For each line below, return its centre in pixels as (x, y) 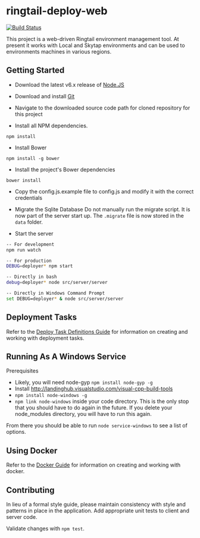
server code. (22, 517)
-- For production (29, 261)
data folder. (29, 222)
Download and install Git (45, 96)
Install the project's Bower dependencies (65, 169)
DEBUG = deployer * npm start (40, 266)
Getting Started (35, 71)
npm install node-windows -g (51, 396)
